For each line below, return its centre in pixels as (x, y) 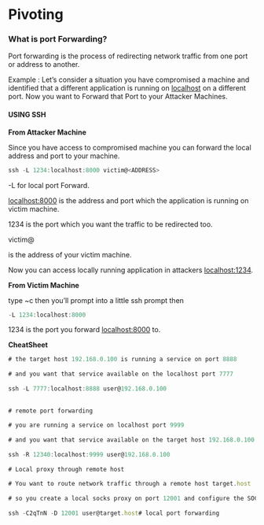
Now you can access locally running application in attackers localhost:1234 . (131, 270)
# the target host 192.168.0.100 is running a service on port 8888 (123, 360)
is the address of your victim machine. (70, 254)
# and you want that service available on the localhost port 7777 (121, 374)
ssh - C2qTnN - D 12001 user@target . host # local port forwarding (114, 513)
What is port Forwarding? (58, 39)
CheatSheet (28, 345)
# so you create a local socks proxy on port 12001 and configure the (126, 499)
